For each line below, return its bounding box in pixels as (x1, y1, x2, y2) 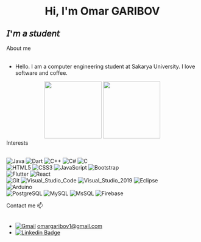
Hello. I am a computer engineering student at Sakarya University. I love (15, 63, 196, 70)
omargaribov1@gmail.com (37, 223, 102, 229)
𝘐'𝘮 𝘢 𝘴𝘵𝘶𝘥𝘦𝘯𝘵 (6, 29, 60, 39)
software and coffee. (15, 69, 68, 77)
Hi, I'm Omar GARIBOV (44, 4, 160, 18)
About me (6, 44, 31, 52)
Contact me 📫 (6, 202, 43, 209)
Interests (6, 139, 29, 147)
